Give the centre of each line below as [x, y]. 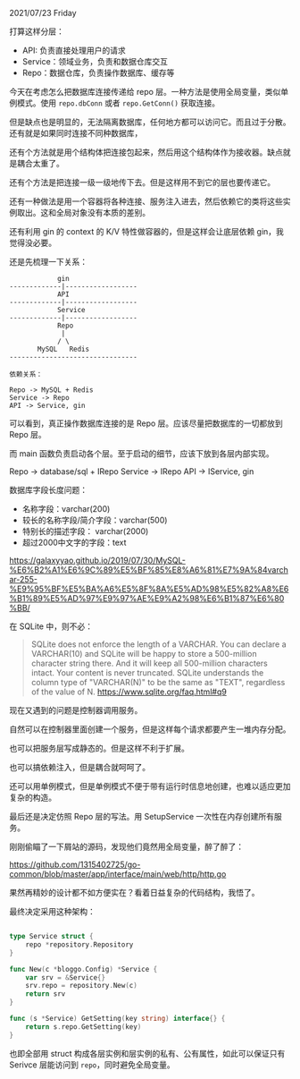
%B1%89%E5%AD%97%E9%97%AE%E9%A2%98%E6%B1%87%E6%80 [147, 598]
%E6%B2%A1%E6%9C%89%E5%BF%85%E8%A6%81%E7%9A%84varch [149, 570]
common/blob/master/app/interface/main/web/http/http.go [118, 874]
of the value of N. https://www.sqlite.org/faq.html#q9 [129, 692]
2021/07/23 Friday [43, 13]
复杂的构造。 [33, 797]
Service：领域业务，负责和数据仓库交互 [95, 61]
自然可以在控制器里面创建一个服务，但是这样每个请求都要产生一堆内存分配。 [150, 729]
